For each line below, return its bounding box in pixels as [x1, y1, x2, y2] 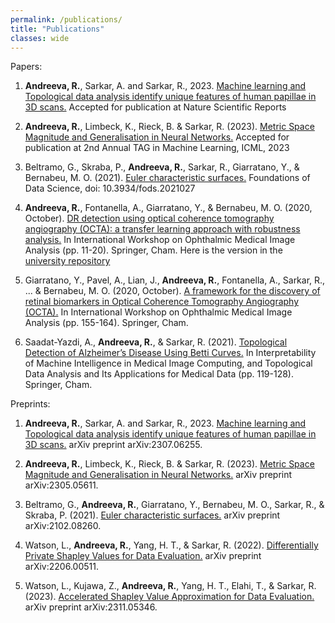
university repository [24, 255, 111, 267]
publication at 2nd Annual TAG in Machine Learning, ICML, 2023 [24, 142, 290, 154]
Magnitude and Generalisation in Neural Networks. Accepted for [24, 131, 290, 143]
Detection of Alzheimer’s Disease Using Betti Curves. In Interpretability [24, 347, 317, 359]
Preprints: [10, 398, 51, 410]
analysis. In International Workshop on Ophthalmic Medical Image [24, 234, 296, 246]
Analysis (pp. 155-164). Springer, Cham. [24, 317, 189, 329]
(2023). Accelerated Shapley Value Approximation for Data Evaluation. [24, 591, 315, 603]
